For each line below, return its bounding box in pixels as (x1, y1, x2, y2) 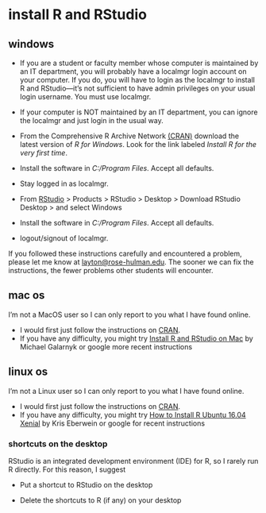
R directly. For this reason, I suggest (8, 465, 126, 474)
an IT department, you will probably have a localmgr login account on (19, 67, 248, 76)
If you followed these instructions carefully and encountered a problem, (8, 249, 242, 258)
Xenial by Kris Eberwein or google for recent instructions (19, 418, 205, 428)
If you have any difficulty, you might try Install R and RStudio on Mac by (19, 334, 254, 343)
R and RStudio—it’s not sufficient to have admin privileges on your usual (19, 83, 256, 93)
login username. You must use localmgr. (19, 92, 152, 101)
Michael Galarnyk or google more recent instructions (19, 341, 193, 351)
